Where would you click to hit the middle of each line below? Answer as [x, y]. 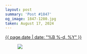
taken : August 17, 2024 [30, 23]
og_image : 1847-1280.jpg [31, 19]
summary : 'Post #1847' [28, 14]
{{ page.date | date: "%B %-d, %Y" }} [43, 37]
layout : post [19, 10]
